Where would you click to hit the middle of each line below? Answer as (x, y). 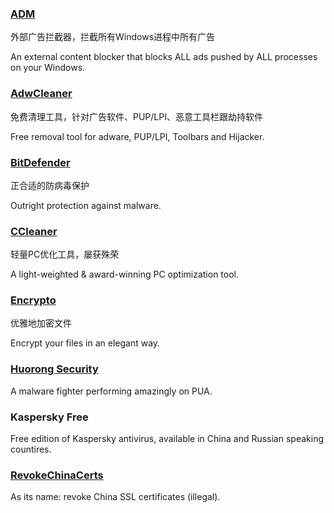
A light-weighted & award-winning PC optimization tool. (125, 274)
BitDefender (40, 162)
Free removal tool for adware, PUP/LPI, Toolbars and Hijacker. (137, 136)
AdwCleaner (41, 94)
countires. (31, 449)
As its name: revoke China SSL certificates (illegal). (115, 497)
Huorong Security (54, 369)
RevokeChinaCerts (57, 475)
